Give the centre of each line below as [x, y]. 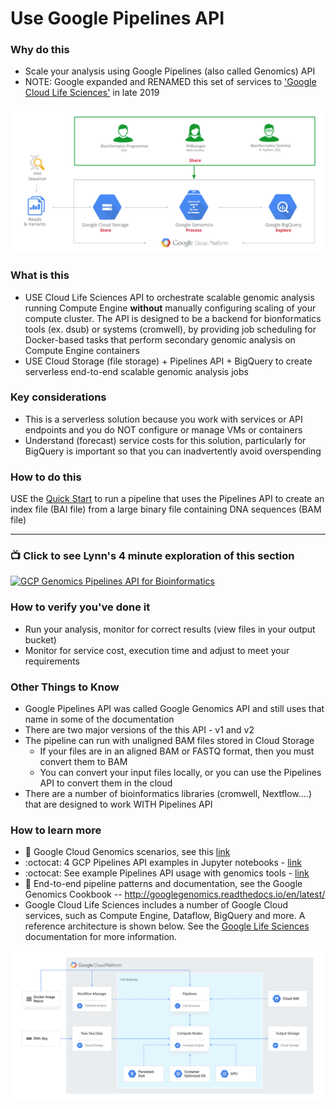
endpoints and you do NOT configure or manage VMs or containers [163, 429]
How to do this [46, 477]
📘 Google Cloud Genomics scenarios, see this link [127, 852]
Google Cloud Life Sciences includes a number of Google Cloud [156, 905]
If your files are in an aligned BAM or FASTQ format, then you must [177, 751]
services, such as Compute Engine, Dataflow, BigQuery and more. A [165, 916]
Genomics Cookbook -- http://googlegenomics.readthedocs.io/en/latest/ [175, 894]
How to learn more [56, 830]
